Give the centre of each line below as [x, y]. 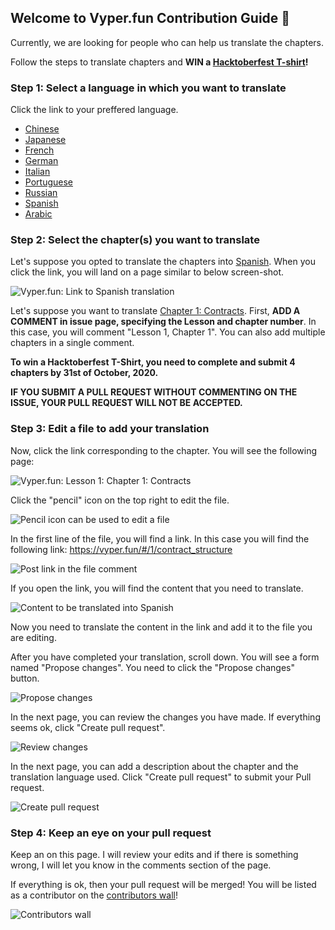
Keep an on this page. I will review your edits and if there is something [154, 854]
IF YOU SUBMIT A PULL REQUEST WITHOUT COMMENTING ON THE [154, 392]
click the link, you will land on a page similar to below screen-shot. [147, 272]
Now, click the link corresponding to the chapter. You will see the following [164, 450]
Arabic [38, 214]
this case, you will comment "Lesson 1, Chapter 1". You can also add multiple [168, 332]
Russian [41, 193]
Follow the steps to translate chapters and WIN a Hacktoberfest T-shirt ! [159, 62]
